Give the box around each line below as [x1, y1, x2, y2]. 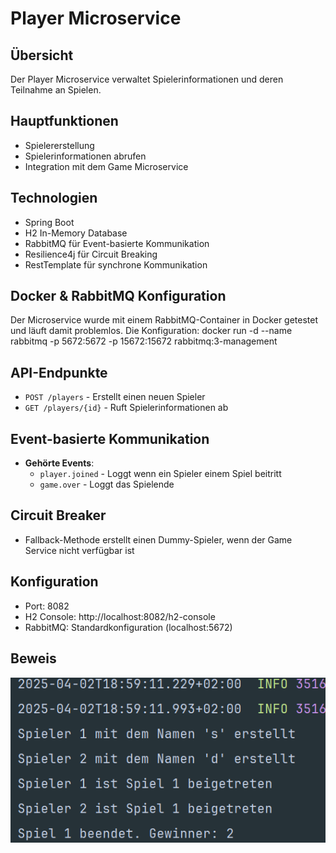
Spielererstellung [24, 139, 95, 151]
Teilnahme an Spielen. [10, 84, 102, 96]
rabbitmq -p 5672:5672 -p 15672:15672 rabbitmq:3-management [10, 335, 278, 347]
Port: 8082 [24, 600, 70, 612]
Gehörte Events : [24, 457, 95, 469]
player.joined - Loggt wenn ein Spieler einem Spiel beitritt [39, 468, 282, 480]
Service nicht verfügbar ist [24, 544, 135, 556]
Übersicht [10, 47, 74, 64]
